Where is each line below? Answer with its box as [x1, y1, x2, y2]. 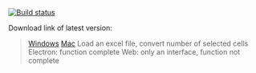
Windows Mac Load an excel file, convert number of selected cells [27, 39, 249, 48]
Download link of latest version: [8, 23, 112, 32]
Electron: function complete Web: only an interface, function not [27, 47, 241, 56]
